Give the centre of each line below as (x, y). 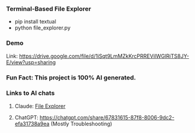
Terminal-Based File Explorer (49, 9)
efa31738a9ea (32, 124)
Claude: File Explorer (40, 106)
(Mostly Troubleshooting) (81, 124)
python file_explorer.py (43, 28)
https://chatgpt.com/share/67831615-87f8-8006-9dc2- (107, 117)
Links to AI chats (30, 93)
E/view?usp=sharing (31, 62)
